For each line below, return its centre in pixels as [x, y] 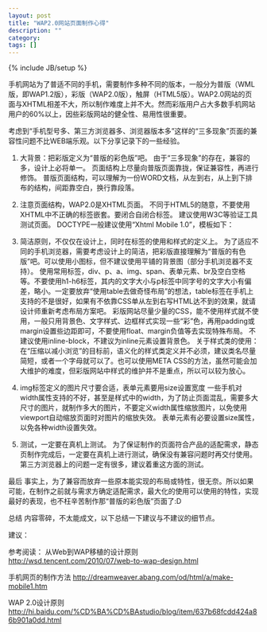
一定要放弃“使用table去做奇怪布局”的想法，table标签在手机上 [154, 291]
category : [25, 38]
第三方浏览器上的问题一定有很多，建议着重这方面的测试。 [114, 464]
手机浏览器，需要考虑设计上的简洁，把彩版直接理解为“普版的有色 [140, 252]
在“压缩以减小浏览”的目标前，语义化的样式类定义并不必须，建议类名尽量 [138, 351]
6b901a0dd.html [35, 620]
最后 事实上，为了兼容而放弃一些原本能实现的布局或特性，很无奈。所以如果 [131, 482]
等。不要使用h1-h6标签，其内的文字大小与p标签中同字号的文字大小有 [132, 281]
